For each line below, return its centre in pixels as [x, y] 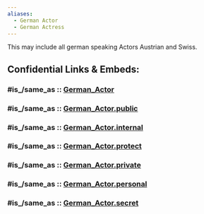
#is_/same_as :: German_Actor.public [73, 108]
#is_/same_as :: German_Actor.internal [75, 127]
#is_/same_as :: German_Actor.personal [77, 184]
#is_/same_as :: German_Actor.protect [75, 146]
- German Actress [39, 27]
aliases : [20, 14]
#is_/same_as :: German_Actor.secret [73, 203]
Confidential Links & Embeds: [73, 69]
